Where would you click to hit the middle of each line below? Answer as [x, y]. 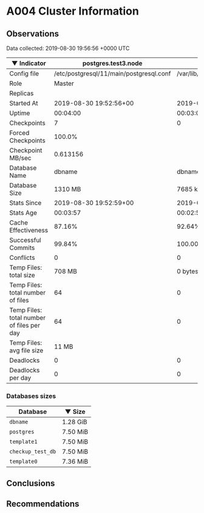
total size [22, 275]
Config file [24, 73]
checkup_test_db [33, 452]
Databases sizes [31, 396]
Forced [19, 133]
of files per [25, 325]
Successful [25, 240]
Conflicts [22, 258]
